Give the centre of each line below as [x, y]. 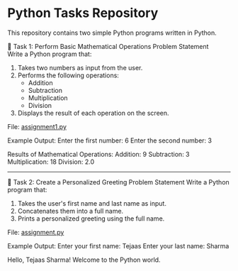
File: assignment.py [36, 232]
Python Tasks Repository [83, 13]
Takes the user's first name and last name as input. [92, 203]
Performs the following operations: [68, 75]
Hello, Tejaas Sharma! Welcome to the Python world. [84, 260]
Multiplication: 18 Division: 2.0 [51, 162]
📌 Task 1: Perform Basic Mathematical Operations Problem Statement [108, 46]
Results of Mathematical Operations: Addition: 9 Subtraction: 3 [98, 154]
